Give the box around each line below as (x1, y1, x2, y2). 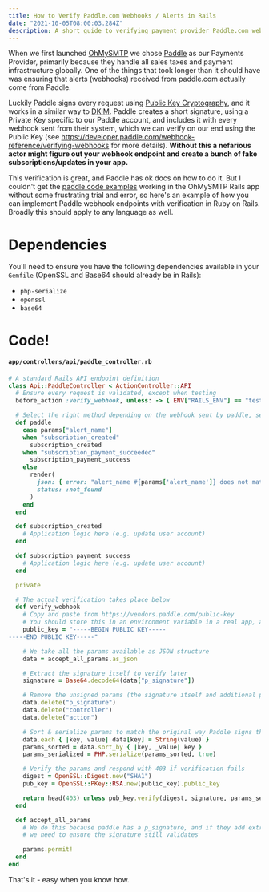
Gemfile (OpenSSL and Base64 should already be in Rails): (8, 270, 202, 281)
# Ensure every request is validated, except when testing (15, 389, 217, 398)
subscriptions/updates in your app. (8, 158, 129, 168)
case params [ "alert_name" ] (22, 426, 113, 434)
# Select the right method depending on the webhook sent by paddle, (15, 411, 252, 419)
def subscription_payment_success (15, 552, 130, 560)
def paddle (15, 418, 52, 427)
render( (29, 470, 56, 479)
